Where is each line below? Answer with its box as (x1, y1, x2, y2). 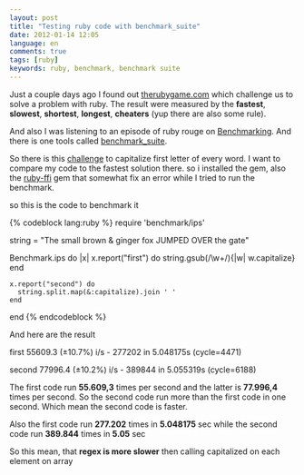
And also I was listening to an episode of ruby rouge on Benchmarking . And (9, 125, 292, 136)
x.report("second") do (9, 279, 95, 289)
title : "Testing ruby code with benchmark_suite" (9, 22, 201, 31)
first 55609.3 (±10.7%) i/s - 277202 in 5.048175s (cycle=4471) (9, 346, 242, 357)
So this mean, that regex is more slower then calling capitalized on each (9, 446, 280, 457)
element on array (9, 455, 74, 466)
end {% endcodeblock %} (9, 311, 107, 322)
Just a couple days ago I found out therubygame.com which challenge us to (9, 88, 293, 100)
